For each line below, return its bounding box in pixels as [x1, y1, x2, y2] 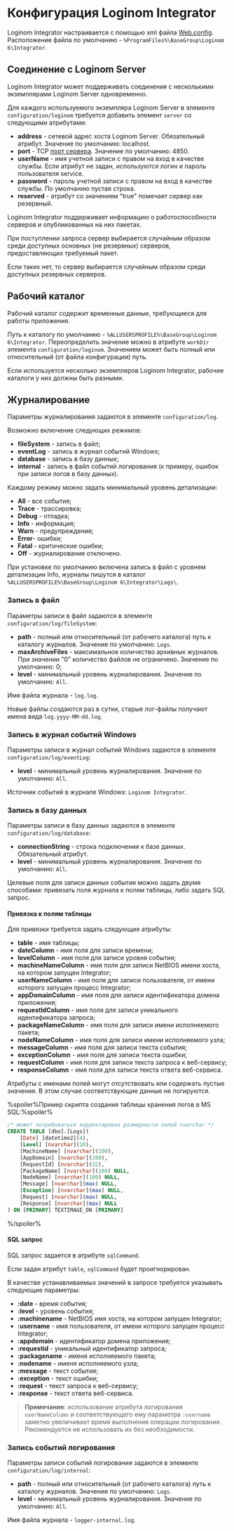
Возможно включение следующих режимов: [7, 426, 142, 435]
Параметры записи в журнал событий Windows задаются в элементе [7, 745, 216, 754]
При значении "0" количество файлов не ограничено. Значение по [17, 655, 219, 663]
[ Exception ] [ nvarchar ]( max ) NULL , [20, 1187, 124, 1194]
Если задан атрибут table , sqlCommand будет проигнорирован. [7, 1264, 191, 1273]
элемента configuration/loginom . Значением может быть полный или [7, 345, 216, 353]
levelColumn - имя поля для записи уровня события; [17, 954, 177, 962]
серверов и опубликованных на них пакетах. [7, 220, 142, 229]
